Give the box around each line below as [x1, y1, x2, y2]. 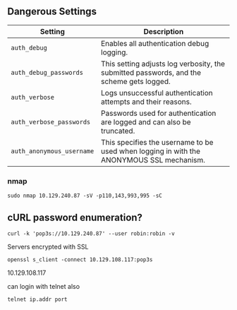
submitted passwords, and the [101, 67, 201, 77]
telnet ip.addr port [7, 296, 68, 303]
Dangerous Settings [7, 6, 97, 18]
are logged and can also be [101, 117, 192, 126]
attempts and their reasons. [101, 97, 192, 107]
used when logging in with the [101, 146, 201, 156]
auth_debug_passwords [11, 68, 83, 76]
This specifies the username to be [101, 137, 214, 147]
